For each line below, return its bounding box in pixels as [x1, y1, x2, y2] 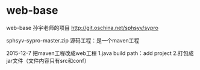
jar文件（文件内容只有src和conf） [6, 57, 90, 64]
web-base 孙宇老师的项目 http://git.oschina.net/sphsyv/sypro [6, 24, 158, 31]
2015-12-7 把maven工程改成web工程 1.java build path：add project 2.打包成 [6, 49, 194, 57]
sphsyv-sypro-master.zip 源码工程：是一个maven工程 [6, 36, 140, 44]
